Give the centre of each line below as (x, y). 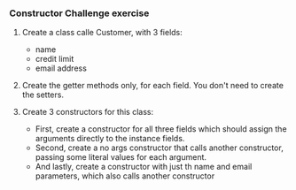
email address (61, 68)
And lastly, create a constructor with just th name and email (144, 167)
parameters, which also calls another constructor (125, 176)
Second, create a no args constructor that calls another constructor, (159, 148)
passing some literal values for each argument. (121, 157)
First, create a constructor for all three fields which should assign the (161, 129)
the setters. (43, 95)
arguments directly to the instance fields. (110, 139)
